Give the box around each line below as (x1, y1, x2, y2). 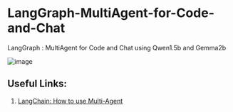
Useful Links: (7, 78, 68, 90)
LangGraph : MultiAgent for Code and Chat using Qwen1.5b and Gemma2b (7, 43, 227, 52)
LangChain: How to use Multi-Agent (17, 96, 123, 105)
